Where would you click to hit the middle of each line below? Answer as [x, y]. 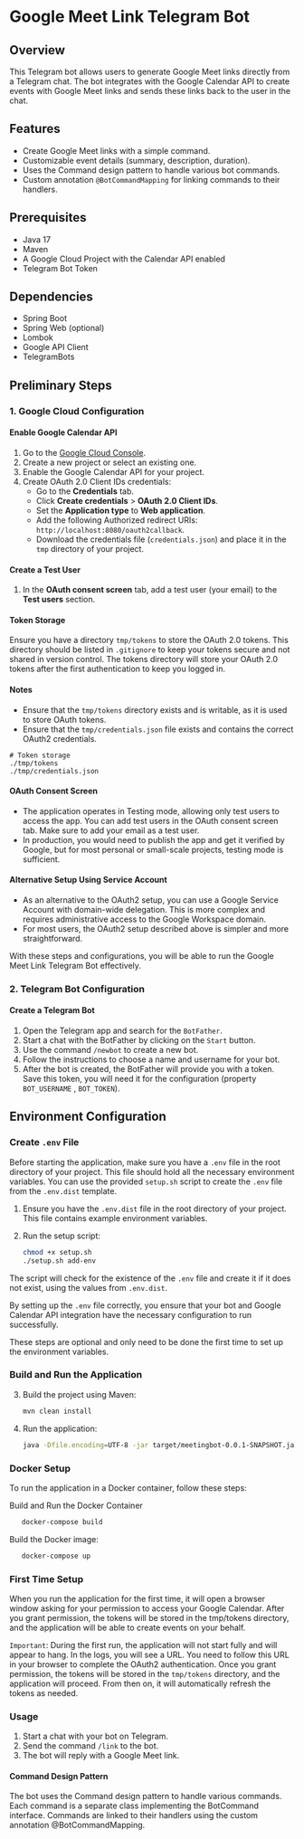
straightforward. [52, 938]
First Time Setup [47, 1578]
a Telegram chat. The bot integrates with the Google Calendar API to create [150, 81]
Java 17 [37, 239]
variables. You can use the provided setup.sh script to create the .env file [146, 1181]
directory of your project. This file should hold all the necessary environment [152, 1171]
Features [35, 129]
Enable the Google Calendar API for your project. [114, 471]
